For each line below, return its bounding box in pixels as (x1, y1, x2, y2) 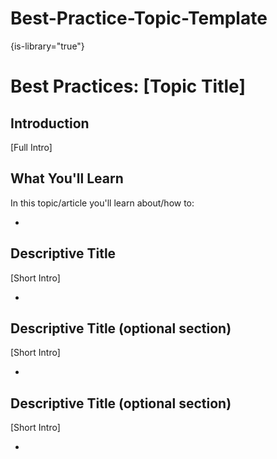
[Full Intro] (10, 141, 53, 153)
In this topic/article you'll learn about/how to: (10, 197, 195, 209)
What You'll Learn (10, 170, 124, 187)
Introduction (10, 115, 90, 132)
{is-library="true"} (10, 40, 85, 52)
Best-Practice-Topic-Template (10, 7, 268, 30)
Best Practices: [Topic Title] (10, 75, 246, 98)
